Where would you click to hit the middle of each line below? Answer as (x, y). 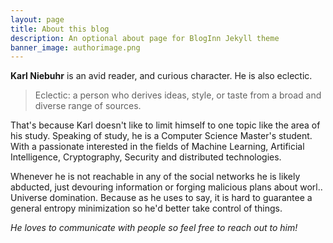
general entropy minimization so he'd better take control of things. (146, 208)
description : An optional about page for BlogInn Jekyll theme (145, 38)
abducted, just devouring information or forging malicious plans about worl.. (166, 187)
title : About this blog (60, 29)
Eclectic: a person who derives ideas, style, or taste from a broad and (178, 95)
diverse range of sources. (88, 106)
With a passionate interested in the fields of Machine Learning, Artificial (157, 147)
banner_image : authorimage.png (75, 47)
